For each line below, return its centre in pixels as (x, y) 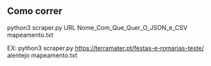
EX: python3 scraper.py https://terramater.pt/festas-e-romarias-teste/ (105, 48)
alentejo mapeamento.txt (42, 55)
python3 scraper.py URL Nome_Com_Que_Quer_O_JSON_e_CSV (97, 27)
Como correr (35, 11)
